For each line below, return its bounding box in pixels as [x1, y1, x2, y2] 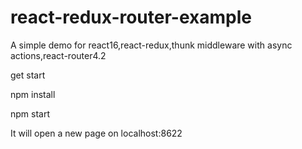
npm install [10, 88, 56, 100]
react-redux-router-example [10, 6, 252, 29]
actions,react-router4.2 [10, 49, 107, 61]
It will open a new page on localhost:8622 [10, 127, 183, 139]
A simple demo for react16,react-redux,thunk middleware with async [10, 39, 293, 51]
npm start [10, 107, 51, 120]
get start [10, 69, 46, 81]
